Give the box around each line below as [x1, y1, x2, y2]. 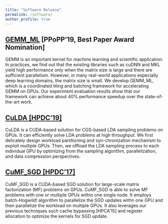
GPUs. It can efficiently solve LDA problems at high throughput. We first [5, 132, 153, 138]
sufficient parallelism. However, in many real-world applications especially [5, 72, 158, 78]
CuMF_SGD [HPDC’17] [5, 168, 76, 176]
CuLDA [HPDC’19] [5, 113, 62, 122]
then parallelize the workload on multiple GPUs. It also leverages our [5, 202, 146, 208]
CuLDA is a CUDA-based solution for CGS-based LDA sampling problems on [5, 127, 163, 133]
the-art [5, 99, 20, 105]
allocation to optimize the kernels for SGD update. [5, 213, 108, 219]
